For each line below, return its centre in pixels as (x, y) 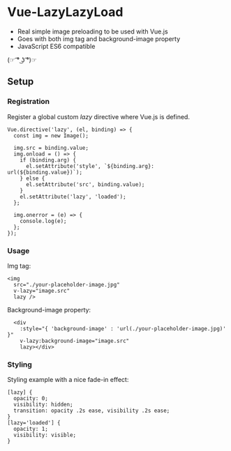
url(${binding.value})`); (45, 172)
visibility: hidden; (43, 405)
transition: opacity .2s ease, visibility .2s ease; (92, 411)
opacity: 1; (31, 429)
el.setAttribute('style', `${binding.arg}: (90, 166)
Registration (29, 102)
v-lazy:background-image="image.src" (75, 341)
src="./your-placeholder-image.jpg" (67, 284)
